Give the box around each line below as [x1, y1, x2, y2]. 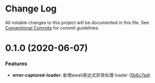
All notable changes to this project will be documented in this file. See [5, 19, 149, 25]
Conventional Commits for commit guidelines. [5, 24, 99, 30]
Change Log [5, 3, 57, 14]
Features [5, 60, 28, 67]
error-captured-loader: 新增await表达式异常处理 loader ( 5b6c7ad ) [12, 72, 150, 78]
